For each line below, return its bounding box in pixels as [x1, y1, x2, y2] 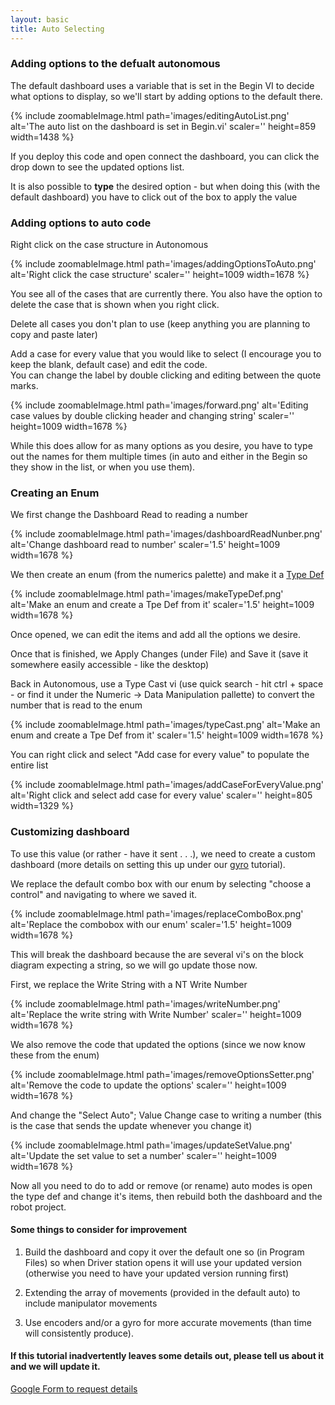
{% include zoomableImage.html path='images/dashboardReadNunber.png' [10, 528, 323, 540]
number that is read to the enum [10, 699, 143, 711]
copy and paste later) [10, 329, 98, 341]
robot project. [10, 1201, 67, 1213]
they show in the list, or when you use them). [10, 461, 196, 473]
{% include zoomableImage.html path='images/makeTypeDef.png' [10, 588, 284, 600]
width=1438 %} [10, 131, 75, 143]
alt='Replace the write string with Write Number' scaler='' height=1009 [10, 1008, 302, 1020]
